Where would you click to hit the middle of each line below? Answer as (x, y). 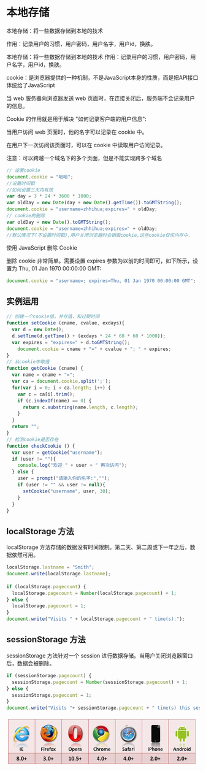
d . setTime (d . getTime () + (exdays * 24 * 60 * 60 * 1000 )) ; (89, 336)
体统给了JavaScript (31, 85)
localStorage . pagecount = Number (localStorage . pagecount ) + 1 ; (94, 593)
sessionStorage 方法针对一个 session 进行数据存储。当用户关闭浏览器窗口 (100, 655)
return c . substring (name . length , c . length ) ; (80, 407)
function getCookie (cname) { (45, 369)
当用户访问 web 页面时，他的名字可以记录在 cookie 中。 (77, 132)
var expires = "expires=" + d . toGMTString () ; (71, 342)
